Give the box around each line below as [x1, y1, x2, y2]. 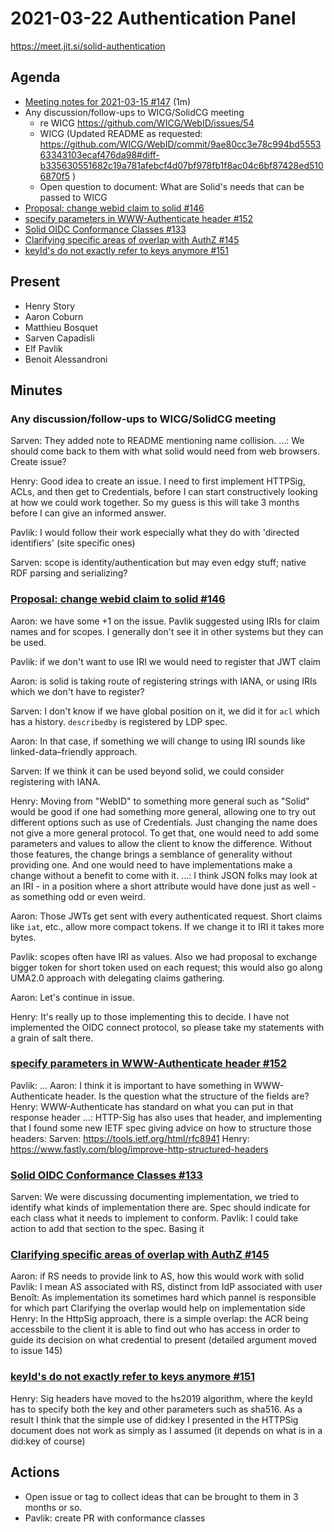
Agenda [10, 69, 61, 86]
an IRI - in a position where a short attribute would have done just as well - [10, 880, 317, 892]
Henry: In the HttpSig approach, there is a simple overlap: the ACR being [10, 1313, 309, 1325]
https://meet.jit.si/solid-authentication [10, 40, 166, 52]
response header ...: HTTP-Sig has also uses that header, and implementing [10, 1111, 323, 1123]
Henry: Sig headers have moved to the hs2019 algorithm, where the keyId [10, 1392, 313, 1404]
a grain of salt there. [10, 1032, 94, 1044]
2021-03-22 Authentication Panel [10, 7, 297, 30]
